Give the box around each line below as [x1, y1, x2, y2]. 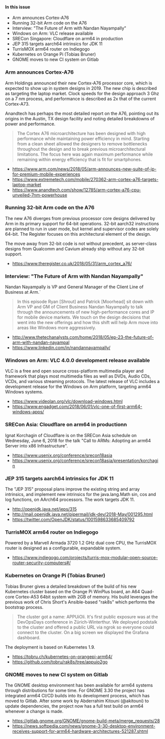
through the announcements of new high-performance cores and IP [17, 309, 155, 315]
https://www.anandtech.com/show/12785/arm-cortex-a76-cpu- [12, 187, 141, 192]
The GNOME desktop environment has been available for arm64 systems [5, 682, 153, 688]
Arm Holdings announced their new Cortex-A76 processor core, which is [5, 80, 152, 86]
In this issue [5, 4, 30, 10]
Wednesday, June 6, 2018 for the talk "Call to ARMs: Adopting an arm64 [5, 438, 151, 443]
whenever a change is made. [5, 708, 64, 714]
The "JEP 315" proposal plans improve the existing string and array [5, 486, 140, 492]
